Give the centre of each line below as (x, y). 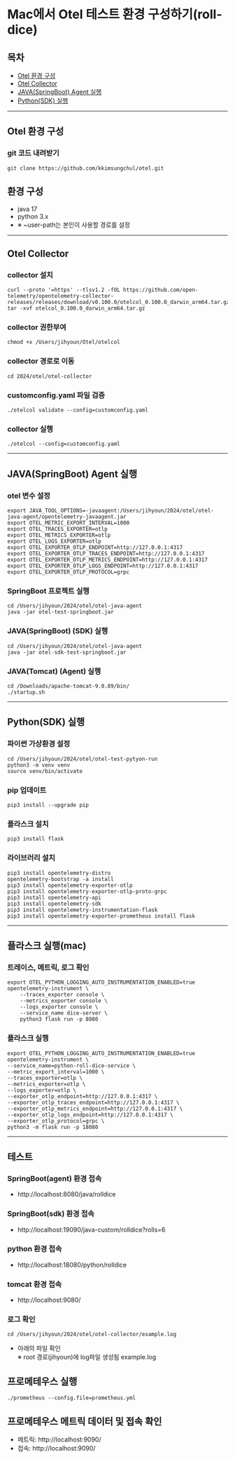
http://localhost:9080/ (49, 1300)
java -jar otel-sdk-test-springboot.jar (67, 652)
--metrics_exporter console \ (64, 1001)
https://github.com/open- (161, 290)
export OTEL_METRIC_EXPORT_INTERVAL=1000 (69, 523)
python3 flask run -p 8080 (59, 1019)
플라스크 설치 (28, 824)
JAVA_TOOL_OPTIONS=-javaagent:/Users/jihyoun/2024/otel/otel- (122, 511)
